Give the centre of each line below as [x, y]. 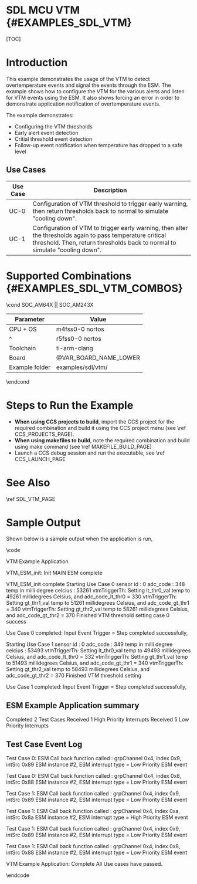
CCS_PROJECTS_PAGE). [44, 434]
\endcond [18, 381]
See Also [28, 482]
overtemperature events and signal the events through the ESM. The [89, 85]
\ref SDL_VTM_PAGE [31, 499]
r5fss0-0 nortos [79, 338]
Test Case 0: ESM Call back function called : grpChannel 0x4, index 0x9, [94, 758]
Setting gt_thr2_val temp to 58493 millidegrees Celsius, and [78, 669]
